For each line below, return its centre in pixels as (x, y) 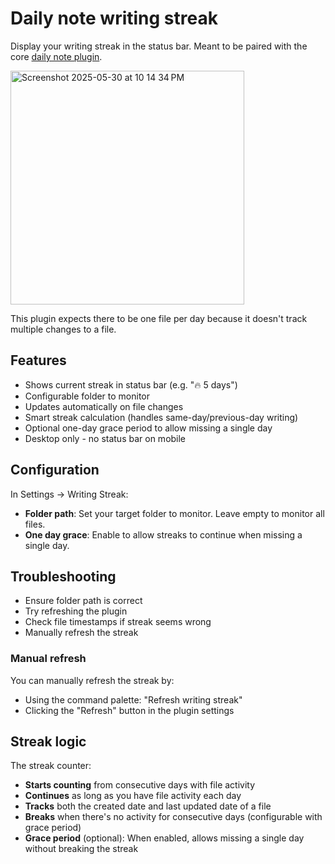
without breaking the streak (81, 849)
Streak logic (48, 742)
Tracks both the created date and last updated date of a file (148, 806)
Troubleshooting (63, 576)
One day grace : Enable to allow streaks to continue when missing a (163, 534)
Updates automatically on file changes (104, 406)
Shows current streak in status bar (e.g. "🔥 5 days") (131, 384)
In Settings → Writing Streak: (69, 494)
